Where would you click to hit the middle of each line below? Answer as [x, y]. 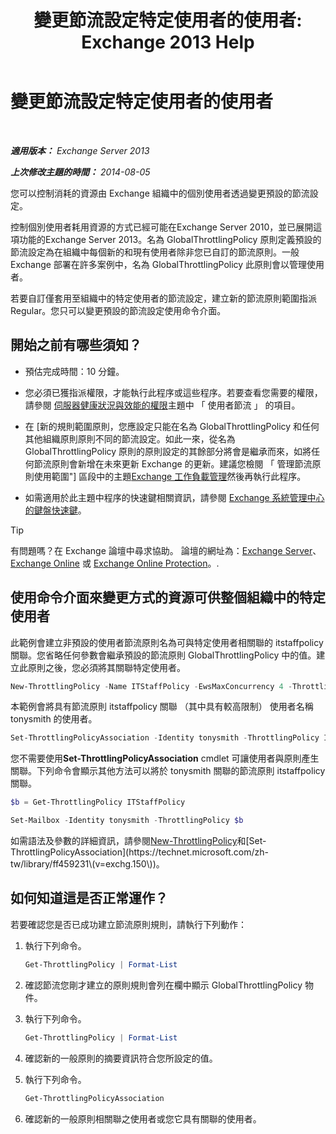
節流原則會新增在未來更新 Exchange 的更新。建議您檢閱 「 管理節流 [173, 463]
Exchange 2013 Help [168, 42]
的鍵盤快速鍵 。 [55, 510]
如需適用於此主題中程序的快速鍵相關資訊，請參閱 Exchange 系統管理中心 [174, 497]
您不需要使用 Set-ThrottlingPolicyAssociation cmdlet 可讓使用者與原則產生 [165, 758]
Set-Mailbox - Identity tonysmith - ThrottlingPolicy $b [127, 821]
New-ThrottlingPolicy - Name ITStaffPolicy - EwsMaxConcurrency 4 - [151, 686]
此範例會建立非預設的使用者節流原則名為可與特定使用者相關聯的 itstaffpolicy [167, 642]
